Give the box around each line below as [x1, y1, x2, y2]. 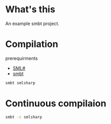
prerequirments [5, 55, 38, 61]
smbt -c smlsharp [5, 114, 42, 119]
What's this [5, 4, 55, 15]
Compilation [5, 38, 58, 50]
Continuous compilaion [5, 97, 106, 109]
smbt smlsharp [5, 80, 36, 85]
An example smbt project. [5, 20, 60, 27]
